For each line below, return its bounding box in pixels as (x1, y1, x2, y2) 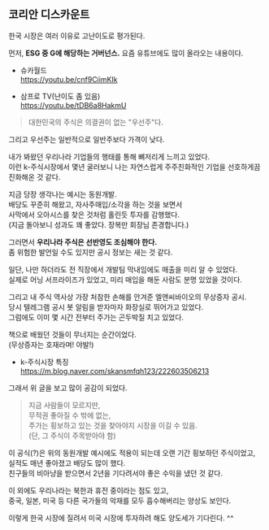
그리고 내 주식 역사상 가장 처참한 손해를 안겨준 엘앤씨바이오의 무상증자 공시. (8, 292, 247, 302)
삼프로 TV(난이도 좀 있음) (20, 91, 101, 101)
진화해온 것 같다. (8, 172, 61, 181)
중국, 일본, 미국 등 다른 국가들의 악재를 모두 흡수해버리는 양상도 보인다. (8, 495, 232, 506)
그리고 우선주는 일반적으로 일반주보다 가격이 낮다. (8, 134, 165, 144)
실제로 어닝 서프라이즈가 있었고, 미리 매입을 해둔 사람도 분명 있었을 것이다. (8, 275, 242, 285)
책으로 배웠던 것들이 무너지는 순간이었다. (8, 329, 137, 339)
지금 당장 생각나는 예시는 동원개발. (8, 189, 117, 199)
